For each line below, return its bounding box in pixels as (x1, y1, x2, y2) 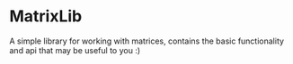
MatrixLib (9, 6, 83, 27)
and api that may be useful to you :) (9, 44, 141, 55)
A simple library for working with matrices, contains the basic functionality (9, 36, 285, 46)
